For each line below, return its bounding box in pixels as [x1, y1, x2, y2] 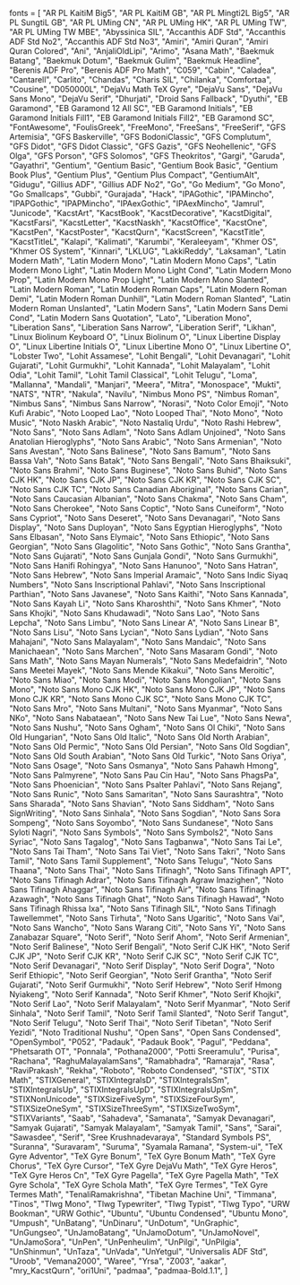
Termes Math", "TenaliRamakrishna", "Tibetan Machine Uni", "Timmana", [9, 1189, 278, 1200]
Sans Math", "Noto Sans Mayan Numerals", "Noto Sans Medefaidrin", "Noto [9, 656, 288, 666]
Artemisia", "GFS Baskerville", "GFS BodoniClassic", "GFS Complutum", [9, 132, 271, 142]
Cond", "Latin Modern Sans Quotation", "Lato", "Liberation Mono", [9, 313, 253, 323]
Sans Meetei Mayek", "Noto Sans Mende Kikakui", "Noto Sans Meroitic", [9, 665, 275, 675]
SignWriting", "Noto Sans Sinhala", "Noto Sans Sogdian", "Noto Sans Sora [9, 808, 281, 819]
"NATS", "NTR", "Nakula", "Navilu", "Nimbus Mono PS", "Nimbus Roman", [9, 389, 279, 399]
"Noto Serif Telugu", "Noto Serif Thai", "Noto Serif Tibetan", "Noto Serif [9, 1018, 272, 1028]
